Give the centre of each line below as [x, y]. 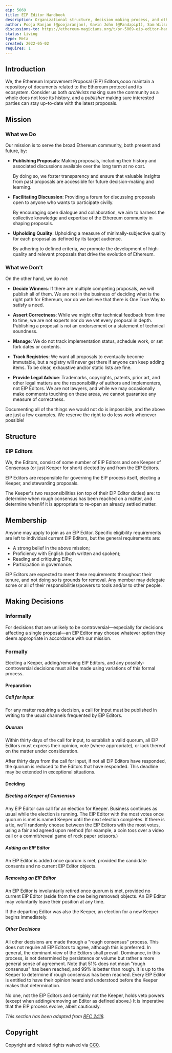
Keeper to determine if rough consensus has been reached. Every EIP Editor [86, 974]
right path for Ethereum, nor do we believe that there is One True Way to [89, 300]
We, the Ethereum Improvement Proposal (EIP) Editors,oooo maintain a [80, 81]
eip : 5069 [16, 10]
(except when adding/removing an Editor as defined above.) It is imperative [85, 1001]
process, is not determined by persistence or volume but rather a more [80, 958]
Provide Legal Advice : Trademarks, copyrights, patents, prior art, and [86, 378]
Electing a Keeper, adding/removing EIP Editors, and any [65, 662]
